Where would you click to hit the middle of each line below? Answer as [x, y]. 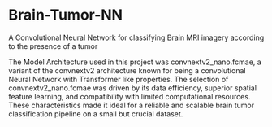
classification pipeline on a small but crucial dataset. [96, 114]
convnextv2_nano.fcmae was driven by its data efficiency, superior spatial [133, 88]
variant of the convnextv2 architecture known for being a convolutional [127, 70]
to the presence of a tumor [53, 46]
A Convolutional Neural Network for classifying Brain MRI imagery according [136, 37]
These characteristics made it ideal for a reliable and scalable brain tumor [131, 105]
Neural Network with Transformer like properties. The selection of [119, 79]
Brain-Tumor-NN [66, 15]
